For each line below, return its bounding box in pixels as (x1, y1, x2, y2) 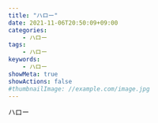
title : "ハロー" (8, 11, 58, 20)
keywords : (8, 56, 41, 64)
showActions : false (8, 77, 73, 85)
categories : (8, 26, 47, 34)
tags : (8, 41, 26, 49)
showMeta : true (8, 70, 58, 78)
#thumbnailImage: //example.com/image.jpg (8, 84, 150, 93)
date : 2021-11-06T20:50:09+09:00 (8, 19, 118, 27)
